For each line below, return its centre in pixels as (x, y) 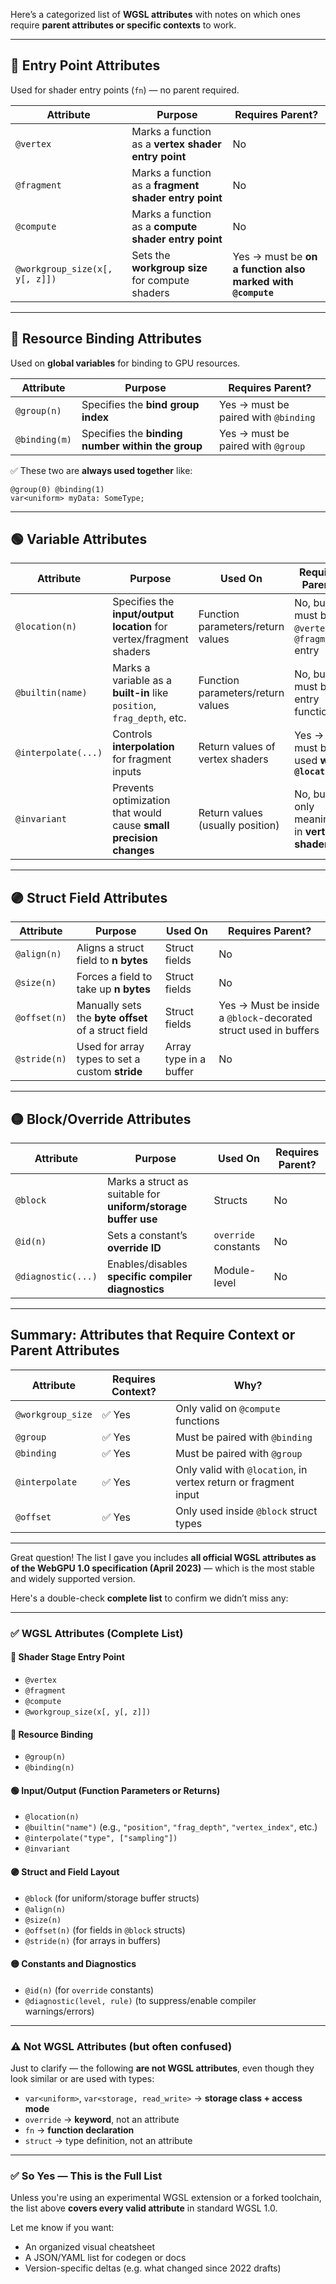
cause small (141, 826)
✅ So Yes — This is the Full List (86, 2176)
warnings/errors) (59, 2011)
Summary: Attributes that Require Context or (153, 1335)
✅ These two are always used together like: (101, 470)
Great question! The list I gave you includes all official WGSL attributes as (163, 1557)
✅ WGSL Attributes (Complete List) (97, 1633)
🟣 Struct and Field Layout (65, 1872)
